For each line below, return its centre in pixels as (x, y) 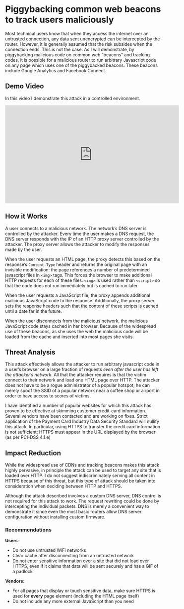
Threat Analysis (30, 352)
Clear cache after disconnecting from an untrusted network (73, 556)
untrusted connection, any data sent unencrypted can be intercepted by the (83, 39)
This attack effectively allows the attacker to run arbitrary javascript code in (82, 364)
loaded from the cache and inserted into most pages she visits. (69, 337)
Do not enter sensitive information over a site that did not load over (81, 561)
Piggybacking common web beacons (83, 9)
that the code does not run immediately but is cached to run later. (72, 285)
